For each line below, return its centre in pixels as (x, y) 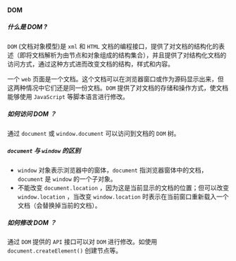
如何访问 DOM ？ (32, 114)
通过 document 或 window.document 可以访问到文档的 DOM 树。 (94, 133)
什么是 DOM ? (27, 27)
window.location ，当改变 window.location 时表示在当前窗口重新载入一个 (123, 196)
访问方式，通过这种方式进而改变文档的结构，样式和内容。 (91, 64)
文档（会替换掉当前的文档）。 (59, 205)
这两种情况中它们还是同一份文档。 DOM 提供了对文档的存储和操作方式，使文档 (118, 88)
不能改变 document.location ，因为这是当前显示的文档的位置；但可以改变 (123, 187)
